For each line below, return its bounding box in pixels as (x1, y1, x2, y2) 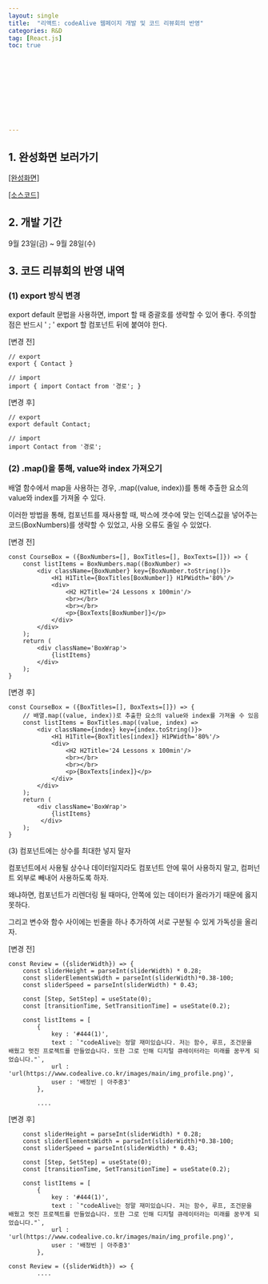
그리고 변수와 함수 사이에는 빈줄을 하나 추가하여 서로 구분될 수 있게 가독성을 (8, 916, 243, 926)
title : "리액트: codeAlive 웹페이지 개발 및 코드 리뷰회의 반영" (8, 19, 204, 27)
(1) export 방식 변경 (8, 290, 81, 301)
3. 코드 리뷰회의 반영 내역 (8, 264, 126, 278)
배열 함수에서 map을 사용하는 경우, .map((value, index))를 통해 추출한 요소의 (8, 482, 249, 493)
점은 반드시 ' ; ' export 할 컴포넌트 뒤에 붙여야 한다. (8, 320, 168, 329)
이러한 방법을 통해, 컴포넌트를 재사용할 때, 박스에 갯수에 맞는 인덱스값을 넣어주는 (8, 509, 258, 519)
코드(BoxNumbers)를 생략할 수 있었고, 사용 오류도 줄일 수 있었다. (8, 520, 212, 529)
